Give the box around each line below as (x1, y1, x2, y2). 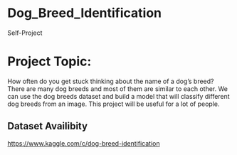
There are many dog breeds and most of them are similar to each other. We (7, 84, 228, 93)
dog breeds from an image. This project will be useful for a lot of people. (7, 100, 220, 108)
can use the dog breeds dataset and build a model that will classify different (7, 92, 230, 100)
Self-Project (7, 28, 43, 37)
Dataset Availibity (7, 120, 88, 132)
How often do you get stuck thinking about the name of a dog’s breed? (7, 77, 214, 85)
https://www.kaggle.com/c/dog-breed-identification (7, 139, 160, 147)
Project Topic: (7, 53, 92, 70)
